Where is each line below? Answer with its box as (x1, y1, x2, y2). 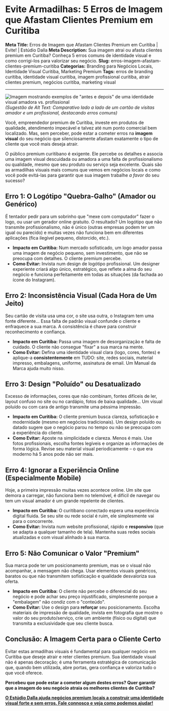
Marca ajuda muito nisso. (12, 365, 65, 371)
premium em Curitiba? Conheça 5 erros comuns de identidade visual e (5, 52, 152, 58)
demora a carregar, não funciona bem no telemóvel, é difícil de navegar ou (5, 493, 160, 499)
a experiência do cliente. (12, 430, 64, 436)
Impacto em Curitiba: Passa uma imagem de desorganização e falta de (12, 338, 161, 344)
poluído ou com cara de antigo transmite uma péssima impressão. (5, 404, 142, 410)
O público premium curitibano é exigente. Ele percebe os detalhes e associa (5, 150, 163, 157)
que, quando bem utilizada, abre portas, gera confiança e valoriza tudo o (5, 664, 156, 670)
